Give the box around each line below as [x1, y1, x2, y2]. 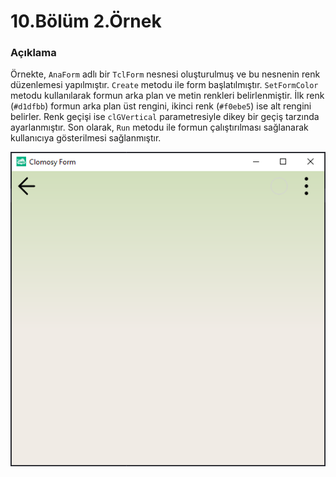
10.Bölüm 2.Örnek [10, 10, 162, 33]
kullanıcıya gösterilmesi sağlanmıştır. [10, 132, 162, 144]
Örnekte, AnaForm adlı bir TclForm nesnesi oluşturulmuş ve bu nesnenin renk [10, 68, 321, 80]
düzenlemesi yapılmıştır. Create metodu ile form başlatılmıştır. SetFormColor [10, 79, 319, 91]
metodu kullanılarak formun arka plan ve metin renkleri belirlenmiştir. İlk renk [10, 90, 325, 102]
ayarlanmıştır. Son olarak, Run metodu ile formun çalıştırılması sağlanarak [10, 121, 309, 134]
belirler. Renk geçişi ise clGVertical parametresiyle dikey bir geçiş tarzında [10, 111, 320, 123]
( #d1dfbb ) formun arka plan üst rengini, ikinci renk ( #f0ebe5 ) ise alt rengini [10, 100, 312, 112]
